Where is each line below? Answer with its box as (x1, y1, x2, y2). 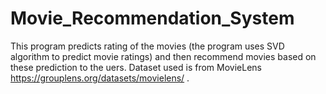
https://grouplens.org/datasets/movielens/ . (10, 72, 190, 84)
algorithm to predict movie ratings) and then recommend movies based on (10, 50, 317, 62)
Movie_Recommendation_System (10, 7, 295, 30)
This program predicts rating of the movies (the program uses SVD (10, 40, 285, 52)
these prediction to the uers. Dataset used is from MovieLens (10, 61, 262, 73)
